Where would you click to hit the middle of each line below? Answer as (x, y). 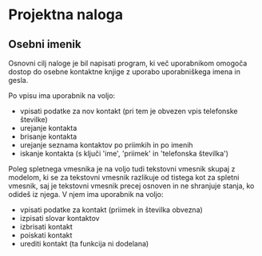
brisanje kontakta (48, 136)
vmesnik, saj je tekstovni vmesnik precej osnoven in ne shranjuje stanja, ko (131, 186)
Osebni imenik (45, 44)
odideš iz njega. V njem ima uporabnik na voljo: (86, 194)
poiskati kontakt (46, 235)
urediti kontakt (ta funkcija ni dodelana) (84, 244)
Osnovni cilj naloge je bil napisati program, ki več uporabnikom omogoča (128, 63)
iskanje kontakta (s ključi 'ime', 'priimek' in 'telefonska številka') (124, 154)
